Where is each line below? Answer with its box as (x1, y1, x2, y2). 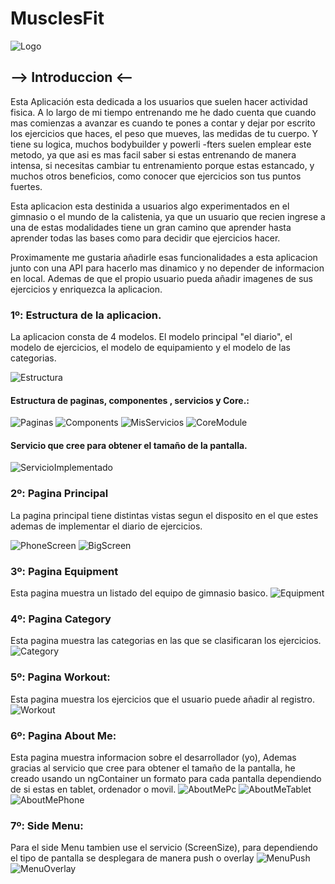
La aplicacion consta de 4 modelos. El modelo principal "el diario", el (10, 331, 293, 343)
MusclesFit (10, 7, 105, 30)
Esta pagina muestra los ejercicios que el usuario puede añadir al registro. (10, 693, 316, 705)
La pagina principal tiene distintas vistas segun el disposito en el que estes (10, 509, 319, 521)
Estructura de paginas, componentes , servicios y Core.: (10, 394, 250, 406)
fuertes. (10, 180, 43, 192)
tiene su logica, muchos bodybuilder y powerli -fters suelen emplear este (10, 138, 312, 150)
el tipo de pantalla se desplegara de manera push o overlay (10, 852, 255, 864)
